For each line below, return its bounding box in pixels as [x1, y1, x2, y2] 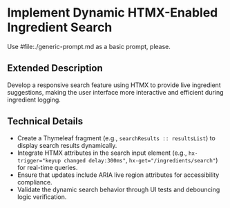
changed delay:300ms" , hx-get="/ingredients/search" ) [64, 155, 218, 164]
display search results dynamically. [17, 141, 117, 149]
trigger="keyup [17, 157, 61, 164]
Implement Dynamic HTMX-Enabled [7, 5, 218, 21]
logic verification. [17, 192, 67, 201]
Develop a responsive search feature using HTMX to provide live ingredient [7, 81, 221, 89]
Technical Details [7, 115, 84, 127]
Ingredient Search [7, 19, 113, 35]
